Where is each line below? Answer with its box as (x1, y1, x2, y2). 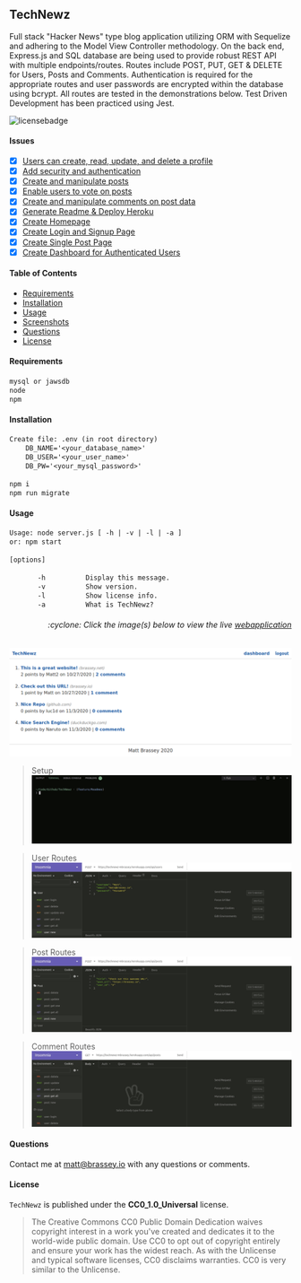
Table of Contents (9, 268, 78, 279)
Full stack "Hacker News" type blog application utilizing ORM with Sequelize (9, 31, 291, 41)
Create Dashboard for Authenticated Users (21, 247, 181, 257)
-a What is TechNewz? (37, 600, 154, 609)
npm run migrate (9, 489, 70, 498)
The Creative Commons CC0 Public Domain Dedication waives (30, 1216, 263, 1227)
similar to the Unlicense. (30, 1264, 121, 1275)
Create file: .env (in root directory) (9, 435, 159, 444)
